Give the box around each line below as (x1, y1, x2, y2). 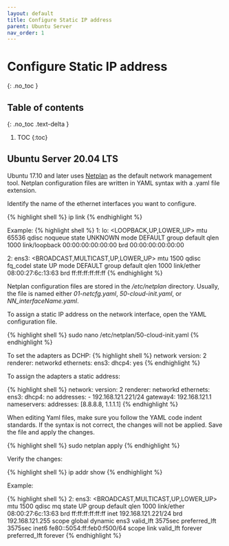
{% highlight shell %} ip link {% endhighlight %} (7, 213, 143, 221)
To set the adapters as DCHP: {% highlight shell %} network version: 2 (7, 351, 207, 359)
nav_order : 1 (7, 29, 45, 36)
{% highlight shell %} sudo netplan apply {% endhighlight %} (7, 441, 180, 450)
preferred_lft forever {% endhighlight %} (7, 531, 122, 539)
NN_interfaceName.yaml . (7, 297, 79, 305)
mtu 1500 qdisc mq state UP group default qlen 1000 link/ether (7, 502, 185, 510)
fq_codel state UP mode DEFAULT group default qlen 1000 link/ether (7, 261, 201, 269)
